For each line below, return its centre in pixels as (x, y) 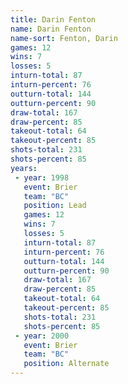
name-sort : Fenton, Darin (64, 38)
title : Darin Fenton (53, 19)
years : (24, 168)
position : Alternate (66, 364)
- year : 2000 (42, 336)
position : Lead (55, 206)
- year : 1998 (42, 177)
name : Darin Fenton (51, 29)
